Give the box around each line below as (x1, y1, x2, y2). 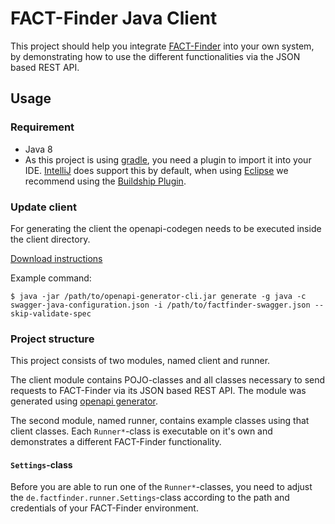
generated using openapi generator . (10, 395, 159, 407)
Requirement (10, 120, 75, 134)
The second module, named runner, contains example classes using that (10, 415, 310, 427)
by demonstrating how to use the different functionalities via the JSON (10, 50, 301, 62)
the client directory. (10, 233, 91, 245)
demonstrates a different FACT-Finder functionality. (10, 436, 222, 448)
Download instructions (10, 252, 103, 264)
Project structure (10, 332, 95, 346)
